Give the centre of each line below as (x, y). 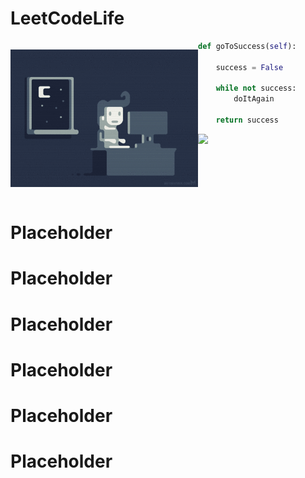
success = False (249, 67)
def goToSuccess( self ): (247, 46)
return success (247, 120)
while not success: (256, 88)
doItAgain (254, 99)
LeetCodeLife (67, 18)
